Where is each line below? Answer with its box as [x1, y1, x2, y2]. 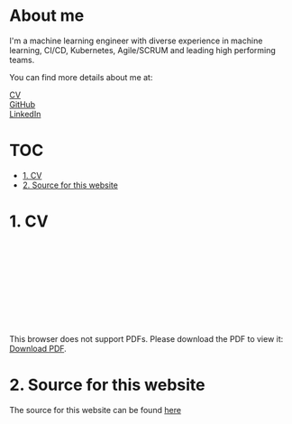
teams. [9, 54, 35, 65]
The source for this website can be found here [9, 404, 182, 415]
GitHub [9, 98, 36, 109]
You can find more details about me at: [9, 71, 153, 82]
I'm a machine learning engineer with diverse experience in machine [9, 35, 263, 46]
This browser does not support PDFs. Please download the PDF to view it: [9, 333, 284, 344]
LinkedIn [9, 108, 41, 119]
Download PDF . [9, 343, 68, 354]
